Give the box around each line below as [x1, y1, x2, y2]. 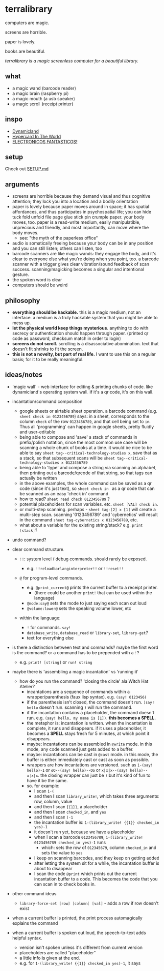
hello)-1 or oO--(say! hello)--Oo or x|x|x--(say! [26, 767, 128, 773]
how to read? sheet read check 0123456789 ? [19, 496, 110, 502]
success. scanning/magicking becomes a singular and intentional [12, 267, 144, 273]
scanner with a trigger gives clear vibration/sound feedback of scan [12, 261, 149, 267]
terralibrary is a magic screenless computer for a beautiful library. [5, 58, 139, 63]
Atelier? [19, 683, 35, 689]
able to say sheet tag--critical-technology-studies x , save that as [19, 450, 158, 455]
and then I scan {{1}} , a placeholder [34, 803, 108, 810]
